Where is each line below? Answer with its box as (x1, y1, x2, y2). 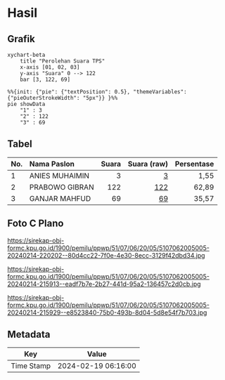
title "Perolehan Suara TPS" (20, 58, 105, 65)
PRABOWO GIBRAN (29, 182, 94, 192)
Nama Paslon (29, 159, 75, 169)
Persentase (174, 159, 214, 169)
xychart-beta (7, 51, 46, 58)
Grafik (7, 33, 35, 45)
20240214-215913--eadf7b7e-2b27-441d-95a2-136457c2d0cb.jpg (7, 280, 202, 288)
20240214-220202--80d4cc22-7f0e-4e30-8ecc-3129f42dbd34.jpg (7, 251, 205, 259)
